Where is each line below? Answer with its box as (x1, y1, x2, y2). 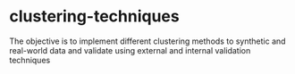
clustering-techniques (9, 6, 181, 27)
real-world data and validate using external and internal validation (9, 45, 251, 55)
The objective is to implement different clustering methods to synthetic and (9, 36, 286, 46)
